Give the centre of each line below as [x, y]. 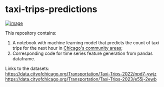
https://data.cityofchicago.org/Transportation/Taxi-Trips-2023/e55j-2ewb [81, 79]
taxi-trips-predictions [51, 9]
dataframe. [24, 58]
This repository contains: [31, 33]
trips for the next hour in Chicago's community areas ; [67, 48]
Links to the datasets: [27, 68]
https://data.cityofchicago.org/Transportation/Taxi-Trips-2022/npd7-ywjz [81, 73]
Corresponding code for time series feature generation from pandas [82, 53]
